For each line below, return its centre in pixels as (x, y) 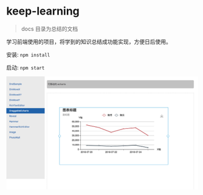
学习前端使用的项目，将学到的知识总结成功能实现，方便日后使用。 (89, 41)
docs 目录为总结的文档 (50, 29)
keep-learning (43, 11)
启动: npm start (26, 67)
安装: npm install (28, 54)
